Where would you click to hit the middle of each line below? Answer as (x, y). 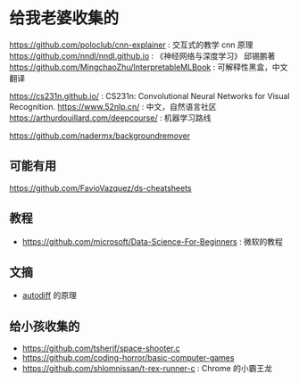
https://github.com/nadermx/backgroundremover (100, 136)
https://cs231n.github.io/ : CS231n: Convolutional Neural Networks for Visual (149, 95)
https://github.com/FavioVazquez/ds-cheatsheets (100, 187)
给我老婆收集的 (64, 18)
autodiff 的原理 (50, 295)
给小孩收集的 (45, 326)
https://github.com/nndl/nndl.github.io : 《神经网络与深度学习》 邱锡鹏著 (142, 55)
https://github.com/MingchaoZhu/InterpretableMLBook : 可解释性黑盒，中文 (149, 67)
